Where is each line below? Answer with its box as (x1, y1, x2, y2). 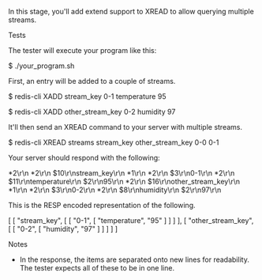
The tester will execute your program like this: (8, 46, 157, 55)
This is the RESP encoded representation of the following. (8, 201, 196, 210)
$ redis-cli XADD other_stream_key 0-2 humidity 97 (8, 107, 176, 116)
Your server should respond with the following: (8, 153, 160, 162)
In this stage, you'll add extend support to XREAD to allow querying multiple (8, 7, 254, 16)
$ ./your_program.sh (8, 61, 75, 70)
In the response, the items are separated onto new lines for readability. (19, 255, 250, 264)
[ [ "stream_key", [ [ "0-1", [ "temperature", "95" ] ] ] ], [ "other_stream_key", (8, 216, 254, 225)
